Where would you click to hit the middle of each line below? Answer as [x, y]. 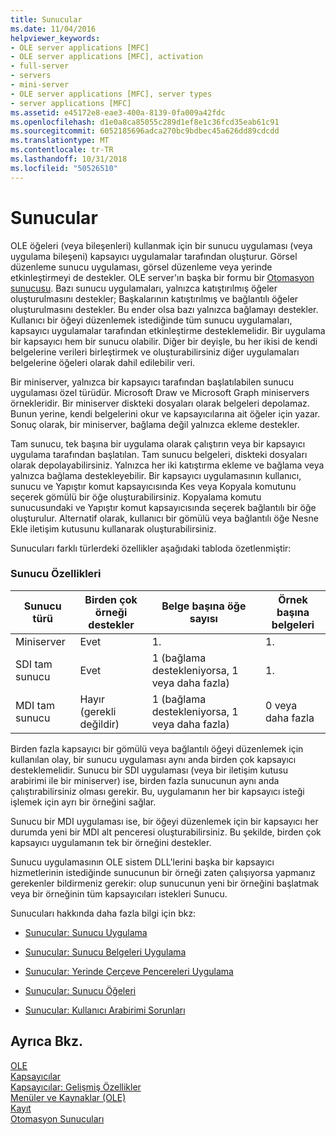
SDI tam [34, 664]
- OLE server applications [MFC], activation [106, 57]
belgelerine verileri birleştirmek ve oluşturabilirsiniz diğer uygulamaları [155, 352]
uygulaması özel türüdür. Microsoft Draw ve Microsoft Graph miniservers [160, 392]
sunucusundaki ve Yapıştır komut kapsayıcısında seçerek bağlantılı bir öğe [163, 507]
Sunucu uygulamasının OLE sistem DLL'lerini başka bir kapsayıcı [142, 862]
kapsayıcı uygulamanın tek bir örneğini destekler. [111, 842]
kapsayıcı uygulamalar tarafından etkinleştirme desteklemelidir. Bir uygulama [168, 330]
